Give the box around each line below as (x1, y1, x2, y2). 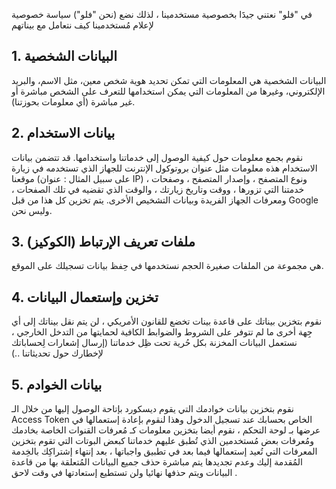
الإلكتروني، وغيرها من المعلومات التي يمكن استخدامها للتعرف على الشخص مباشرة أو (11, 85, 326, 97)
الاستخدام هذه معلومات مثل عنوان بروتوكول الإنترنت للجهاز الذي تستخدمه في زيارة (11, 162, 318, 174)
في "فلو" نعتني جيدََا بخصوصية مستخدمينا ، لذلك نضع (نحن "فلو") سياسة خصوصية (11, 9, 313, 20)
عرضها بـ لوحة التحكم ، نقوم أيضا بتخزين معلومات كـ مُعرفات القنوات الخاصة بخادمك (11, 424, 321, 436)
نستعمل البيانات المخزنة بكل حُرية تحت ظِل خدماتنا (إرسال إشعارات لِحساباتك (11, 337, 298, 349)
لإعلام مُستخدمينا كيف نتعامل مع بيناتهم (11, 19, 154, 31)
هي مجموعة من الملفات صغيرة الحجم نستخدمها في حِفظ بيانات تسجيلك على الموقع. (11, 260, 324, 272)
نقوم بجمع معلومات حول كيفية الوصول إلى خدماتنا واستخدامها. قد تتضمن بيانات (11, 151, 304, 163)
